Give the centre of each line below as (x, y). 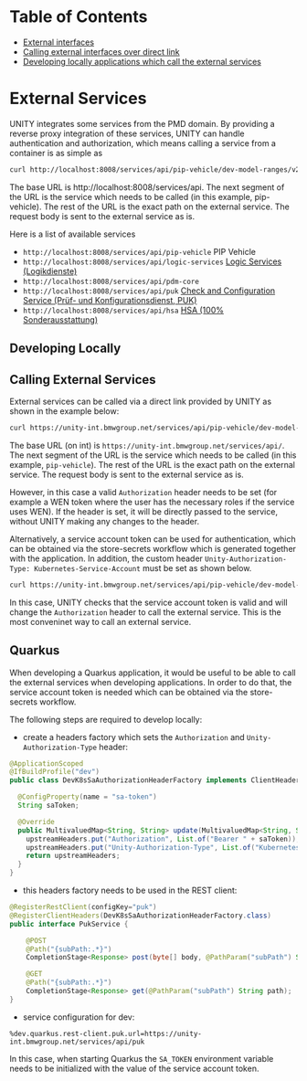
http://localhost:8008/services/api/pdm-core (111, 281)
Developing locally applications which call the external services (142, 61)
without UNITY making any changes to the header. (104, 521)
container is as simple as (56, 153)
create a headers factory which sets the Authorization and (133, 737)
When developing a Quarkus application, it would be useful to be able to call (153, 673)
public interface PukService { (69, 924)
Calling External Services (83, 380)
